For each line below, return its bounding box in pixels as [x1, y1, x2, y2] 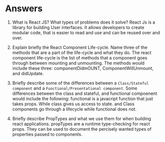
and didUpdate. [12, 70, 44, 76]
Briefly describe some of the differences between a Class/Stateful [12, 80, 149, 86]
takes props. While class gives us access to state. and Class [12, 101, 134, 107]
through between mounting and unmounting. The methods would [12, 60, 145, 66]
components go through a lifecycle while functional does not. [12, 106, 137, 112]
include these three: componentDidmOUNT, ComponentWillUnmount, [12, 65, 154, 71]
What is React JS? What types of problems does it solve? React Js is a [12, 19, 155, 25]
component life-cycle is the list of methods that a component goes [12, 55, 148, 60]
